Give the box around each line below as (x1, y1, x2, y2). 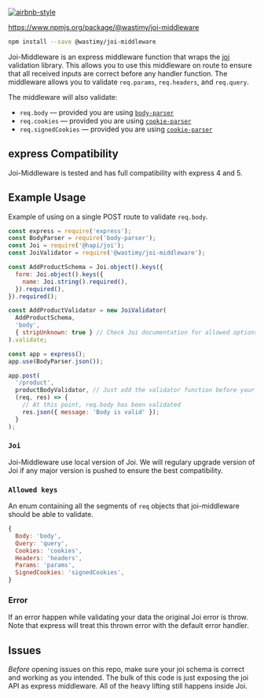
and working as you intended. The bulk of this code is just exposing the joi (8, 673, 249, 682)
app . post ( (8, 371, 41, 379)
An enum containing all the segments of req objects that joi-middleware (8, 501, 240, 511)
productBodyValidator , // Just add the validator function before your (15, 386, 255, 394)
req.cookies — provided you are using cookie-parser (19, 116, 192, 125)
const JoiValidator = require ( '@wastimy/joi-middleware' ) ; (8, 249, 206, 257)
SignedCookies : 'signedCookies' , (15, 569, 125, 577)
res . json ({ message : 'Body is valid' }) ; (22, 408, 159, 416)
